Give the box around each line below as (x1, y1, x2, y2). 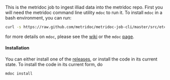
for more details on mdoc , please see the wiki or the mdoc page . (5, 33, 135, 39)
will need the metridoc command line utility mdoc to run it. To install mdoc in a (5, 9, 163, 15)
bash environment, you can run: (5, 15, 72, 20)
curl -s (5, 24, 22, 29)
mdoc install (5, 71, 33, 76)
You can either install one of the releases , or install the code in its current (5, 56, 158, 62)
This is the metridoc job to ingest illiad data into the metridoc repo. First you (5, 4, 163, 10)
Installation (5, 45, 29, 51)
